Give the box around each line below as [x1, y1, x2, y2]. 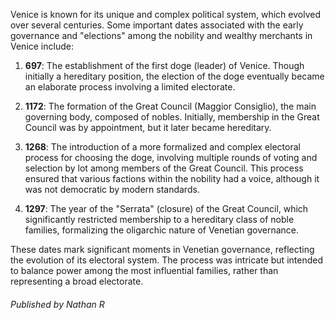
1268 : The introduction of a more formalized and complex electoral [24, 141, 301, 153]
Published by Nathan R [10, 298, 105, 310]
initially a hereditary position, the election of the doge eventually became [24, 70, 325, 82]
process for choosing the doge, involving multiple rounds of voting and [24, 152, 318, 163]
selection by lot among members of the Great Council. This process [24, 162, 304, 174]
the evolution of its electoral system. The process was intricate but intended [10, 254, 323, 266]
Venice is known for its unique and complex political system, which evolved [10, 9, 322, 20]
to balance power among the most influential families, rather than [10, 265, 279, 276]
